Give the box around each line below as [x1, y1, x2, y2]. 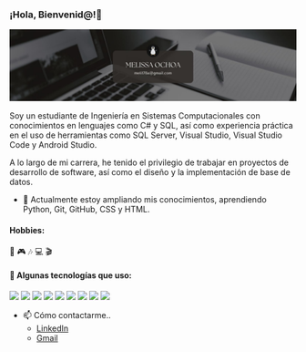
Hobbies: [9, 224, 46, 235]
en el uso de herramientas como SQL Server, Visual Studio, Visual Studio [9, 129, 282, 140]
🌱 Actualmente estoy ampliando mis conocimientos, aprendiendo [22, 194, 267, 205]
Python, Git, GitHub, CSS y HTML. [22, 204, 150, 215]
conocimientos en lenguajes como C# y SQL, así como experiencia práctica [9, 120, 293, 131]
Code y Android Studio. [9, 140, 97, 150]
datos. [9, 177, 34, 188]
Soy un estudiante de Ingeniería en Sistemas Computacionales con [9, 110, 261, 121]
